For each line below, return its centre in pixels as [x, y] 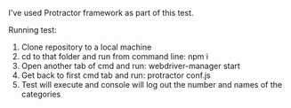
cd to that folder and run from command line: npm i [115, 56]
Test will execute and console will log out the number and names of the [151, 85]
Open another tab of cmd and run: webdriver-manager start [131, 66]
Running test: [32, 30]
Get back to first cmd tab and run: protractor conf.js [116, 75]
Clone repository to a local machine [86, 47]
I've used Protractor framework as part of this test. [101, 13]
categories [41, 94]
